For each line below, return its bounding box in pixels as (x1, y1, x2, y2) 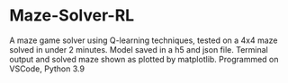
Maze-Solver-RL (9, 5, 135, 26)
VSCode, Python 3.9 (9, 63, 85, 74)
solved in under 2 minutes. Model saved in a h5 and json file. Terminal (9, 44, 268, 54)
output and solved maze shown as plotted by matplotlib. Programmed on (9, 54, 279, 64)
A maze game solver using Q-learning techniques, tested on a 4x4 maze (9, 35, 278, 46)
